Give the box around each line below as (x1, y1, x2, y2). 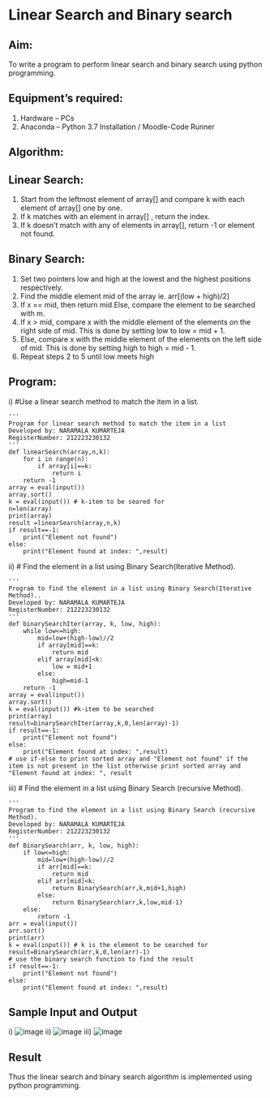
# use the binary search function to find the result (8, 955, 195, 963)
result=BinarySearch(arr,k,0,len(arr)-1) (8, 948, 151, 956)
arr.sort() (8, 927, 45, 935)
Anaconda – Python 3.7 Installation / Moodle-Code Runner (19, 122, 215, 131)
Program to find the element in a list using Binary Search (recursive (8, 806, 255, 814)
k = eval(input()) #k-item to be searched (8, 704, 154, 713)
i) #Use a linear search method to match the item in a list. (8, 396, 199, 407)
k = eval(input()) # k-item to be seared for (8, 497, 165, 506)
